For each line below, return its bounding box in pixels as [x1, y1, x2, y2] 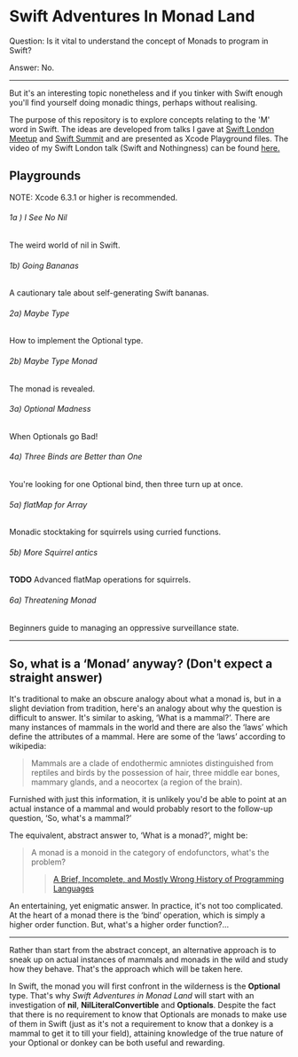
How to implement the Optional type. [9, 335, 144, 346]
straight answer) [9, 670, 104, 685]
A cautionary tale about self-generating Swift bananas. [9, 288, 209, 298]
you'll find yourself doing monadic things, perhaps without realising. [9, 97, 258, 107]
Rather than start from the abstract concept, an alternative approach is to [9, 945, 277, 956]
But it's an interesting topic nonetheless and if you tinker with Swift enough [9, 87, 284, 99]
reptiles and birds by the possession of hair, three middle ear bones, [30, 768, 280, 778]
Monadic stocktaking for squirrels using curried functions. [9, 526, 222, 538]
